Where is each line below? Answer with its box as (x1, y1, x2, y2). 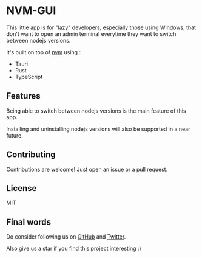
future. (6, 131, 23, 139)
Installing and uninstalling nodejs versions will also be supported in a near (6, 125, 190, 133)
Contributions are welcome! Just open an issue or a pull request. (6, 166, 168, 173)
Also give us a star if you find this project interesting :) (6, 245, 141, 253)
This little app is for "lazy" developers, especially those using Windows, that (6, 24, 196, 31)
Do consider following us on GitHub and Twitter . (6, 233, 126, 240)
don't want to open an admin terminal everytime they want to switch (6, 30, 177, 37)
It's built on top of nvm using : (6, 48, 81, 55)
